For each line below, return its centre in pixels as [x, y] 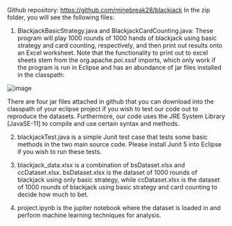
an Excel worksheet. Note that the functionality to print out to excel [113, 53]
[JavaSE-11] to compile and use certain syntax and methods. [93, 123]
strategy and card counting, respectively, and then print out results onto [120, 45]
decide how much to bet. [53, 194]
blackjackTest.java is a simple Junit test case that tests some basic [112, 137]
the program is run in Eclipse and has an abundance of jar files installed [119, 67]
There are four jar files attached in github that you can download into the [111, 102]
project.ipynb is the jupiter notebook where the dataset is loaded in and [119, 208]
